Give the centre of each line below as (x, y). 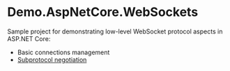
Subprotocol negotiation (52, 59)
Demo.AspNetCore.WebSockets (103, 12)
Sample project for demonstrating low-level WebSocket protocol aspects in (115, 31)
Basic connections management (63, 52)
